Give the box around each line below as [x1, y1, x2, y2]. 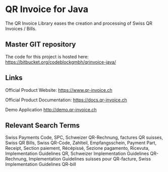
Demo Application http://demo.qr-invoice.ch [5, 106, 97, 112]
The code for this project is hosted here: [5, 53, 89, 60]
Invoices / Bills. [5, 25, 37, 31]
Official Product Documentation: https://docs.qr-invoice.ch [5, 97, 127, 103]
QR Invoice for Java [5, 4, 89, 15]
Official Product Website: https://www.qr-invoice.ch [5, 87, 113, 93]
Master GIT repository [5, 40, 76, 49]
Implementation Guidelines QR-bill [5, 161, 77, 167]
